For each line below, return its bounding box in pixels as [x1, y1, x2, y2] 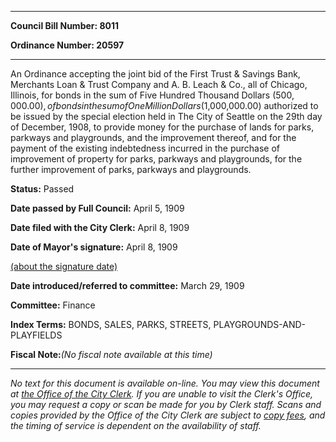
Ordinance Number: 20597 [10, 39, 125, 51]
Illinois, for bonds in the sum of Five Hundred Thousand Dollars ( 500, [10, 89, 295, 101]
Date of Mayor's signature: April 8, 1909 [10, 241, 178, 253]
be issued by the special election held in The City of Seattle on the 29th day [10, 111, 323, 122]
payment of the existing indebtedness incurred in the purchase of [10, 142, 281, 154]
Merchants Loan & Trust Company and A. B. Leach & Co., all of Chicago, [10, 79, 308, 90]
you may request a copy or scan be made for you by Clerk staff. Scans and [10, 399, 322, 410]
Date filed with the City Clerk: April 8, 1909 [10, 222, 190, 233]
